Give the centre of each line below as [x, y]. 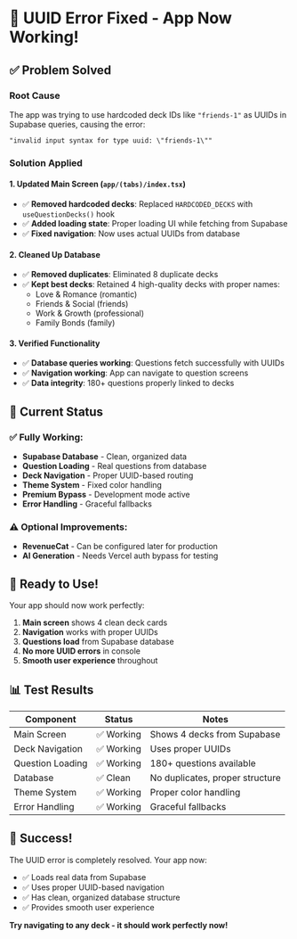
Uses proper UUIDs [190, 749]
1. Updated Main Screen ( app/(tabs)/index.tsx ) [98, 184]
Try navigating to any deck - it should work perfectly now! [119, 925]
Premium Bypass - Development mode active [106, 495]
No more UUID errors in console [81, 651]
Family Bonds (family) [75, 323]
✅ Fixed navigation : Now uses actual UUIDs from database [131, 234]
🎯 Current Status [56, 412]
